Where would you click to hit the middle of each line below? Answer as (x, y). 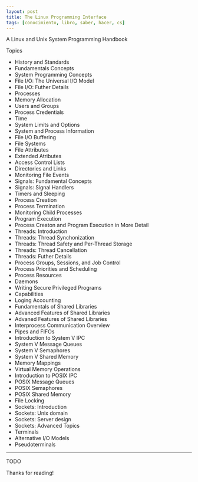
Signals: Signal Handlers (44, 188)
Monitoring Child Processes (48, 212)
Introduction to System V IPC (50, 338)
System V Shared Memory (47, 357)
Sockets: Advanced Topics (47, 426)
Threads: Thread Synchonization (54, 238)
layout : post (22, 12)
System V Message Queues (48, 344)
